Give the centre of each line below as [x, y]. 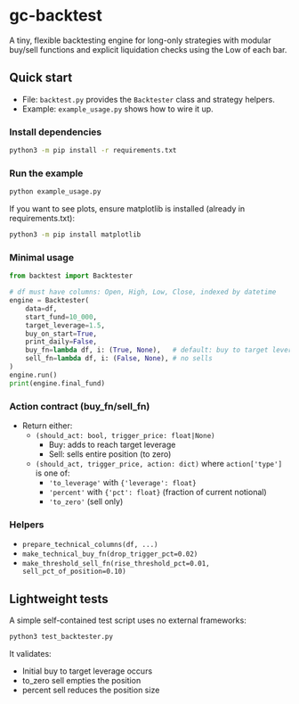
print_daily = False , [61, 342]
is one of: [53, 473]
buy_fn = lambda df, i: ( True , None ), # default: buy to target [147, 350]
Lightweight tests [59, 599]
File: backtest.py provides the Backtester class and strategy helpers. [149, 99]
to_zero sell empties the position [81, 680]
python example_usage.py [55, 192]
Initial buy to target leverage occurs [87, 671]
